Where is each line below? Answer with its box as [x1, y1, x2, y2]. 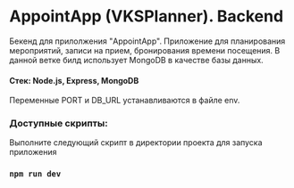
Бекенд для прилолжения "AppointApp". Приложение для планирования [9, 36, 286, 46]
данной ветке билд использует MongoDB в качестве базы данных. [9, 54, 264, 65]
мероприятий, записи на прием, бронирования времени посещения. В [9, 45, 281, 55]
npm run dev [9, 169, 62, 179]
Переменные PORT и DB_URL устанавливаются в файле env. [9, 95, 240, 106]
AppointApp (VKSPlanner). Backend [9, 6, 284, 27]
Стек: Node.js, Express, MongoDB [9, 75, 139, 86]
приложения [9, 147, 57, 158]
